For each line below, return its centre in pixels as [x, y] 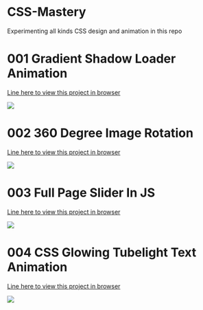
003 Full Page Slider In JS [81, 192]
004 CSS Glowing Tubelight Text [102, 252]
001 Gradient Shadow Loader [92, 59]
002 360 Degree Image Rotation [100, 133]
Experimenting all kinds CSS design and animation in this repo [95, 31]
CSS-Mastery [47, 12]
